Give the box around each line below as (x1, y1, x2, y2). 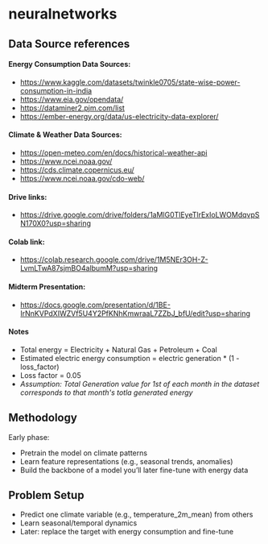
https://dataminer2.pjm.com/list (19, 102, 125, 113)
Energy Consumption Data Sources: (8, 60, 131, 69)
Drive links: (8, 192, 47, 201)
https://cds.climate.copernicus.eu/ (19, 164, 134, 174)
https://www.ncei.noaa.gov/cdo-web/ (19, 173, 145, 183)
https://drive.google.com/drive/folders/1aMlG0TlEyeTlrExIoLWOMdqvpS (19, 210, 260, 220)
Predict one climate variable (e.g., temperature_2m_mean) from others (19, 509, 254, 520)
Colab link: (8, 237, 46, 247)
